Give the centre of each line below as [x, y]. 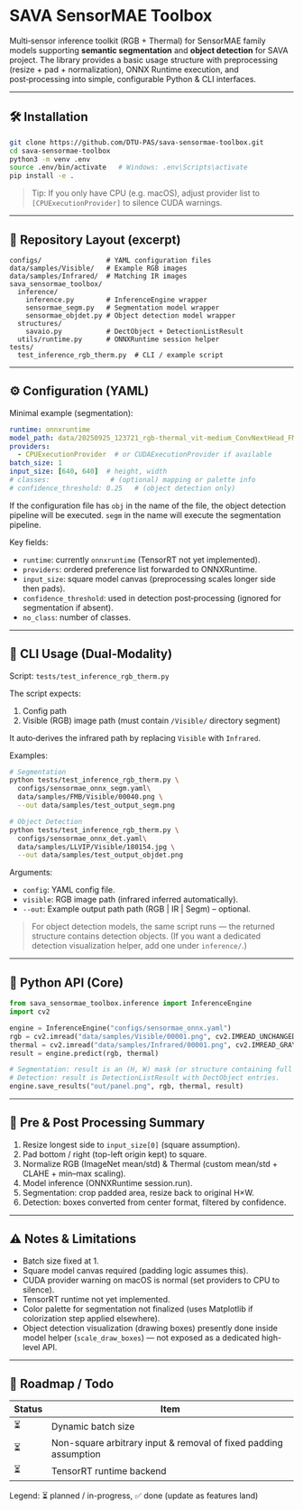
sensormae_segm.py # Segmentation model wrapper [123, 308]
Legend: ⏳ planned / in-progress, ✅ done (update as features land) [134, 1496]
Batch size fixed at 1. [60, 1261]
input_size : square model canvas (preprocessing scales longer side [149, 579]
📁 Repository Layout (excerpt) [95, 240]
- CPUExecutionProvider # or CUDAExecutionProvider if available [145, 455]
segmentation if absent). [68, 607]
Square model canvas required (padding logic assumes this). [135, 1270]
